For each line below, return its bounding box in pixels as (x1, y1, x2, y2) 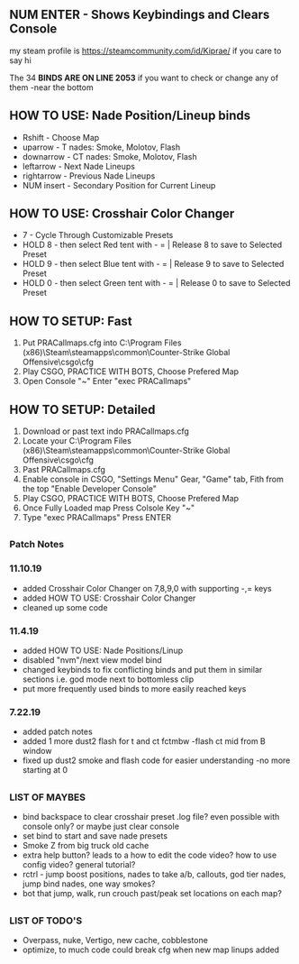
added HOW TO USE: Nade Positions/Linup (22, 645, 183, 656)
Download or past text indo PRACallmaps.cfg (22, 426, 189, 436)
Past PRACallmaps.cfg (22, 464, 105, 475)
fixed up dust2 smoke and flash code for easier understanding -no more (22, 755, 291, 766)
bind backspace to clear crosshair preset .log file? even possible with (22, 812, 280, 822)
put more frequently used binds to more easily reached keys (22, 684, 247, 694)
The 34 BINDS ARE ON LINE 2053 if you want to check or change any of (9, 72, 279, 83)
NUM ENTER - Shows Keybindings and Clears (9, 7, 270, 23)
